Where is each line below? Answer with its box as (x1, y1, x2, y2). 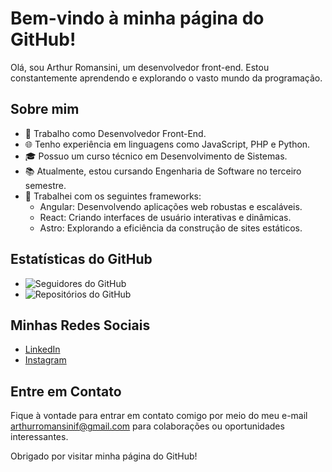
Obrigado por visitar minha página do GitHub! (10, 450, 198, 462)
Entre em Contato (10, 383, 122, 400)
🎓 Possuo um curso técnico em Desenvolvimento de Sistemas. (24, 150, 288, 162)
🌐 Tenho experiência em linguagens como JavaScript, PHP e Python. (24, 138, 311, 150)
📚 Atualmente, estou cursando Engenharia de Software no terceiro (24, 165, 302, 177)
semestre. (24, 179, 67, 191)
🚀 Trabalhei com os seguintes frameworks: (24, 190, 202, 202)
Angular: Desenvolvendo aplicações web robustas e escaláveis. (39, 200, 303, 212)
